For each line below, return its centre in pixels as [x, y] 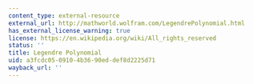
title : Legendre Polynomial [55, 53]
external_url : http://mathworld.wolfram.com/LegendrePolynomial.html [127, 23]
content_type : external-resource [64, 16]
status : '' [26, 46]
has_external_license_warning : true [69, 30]
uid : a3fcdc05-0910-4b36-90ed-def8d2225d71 [82, 61]
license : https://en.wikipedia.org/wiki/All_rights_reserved [112, 38]
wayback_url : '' [35, 68]
